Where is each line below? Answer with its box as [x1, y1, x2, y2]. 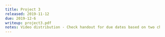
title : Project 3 [5, 7, 41, 12]
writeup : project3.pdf [5, 20, 52, 25]
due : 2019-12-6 [5, 16, 36, 21]
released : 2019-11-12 [5, 12, 50, 16]
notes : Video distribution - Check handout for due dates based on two [5, 25, 155, 30]
